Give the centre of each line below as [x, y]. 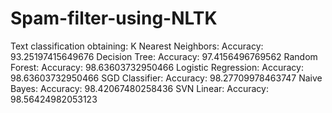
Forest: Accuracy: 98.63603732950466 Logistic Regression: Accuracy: [157, 67]
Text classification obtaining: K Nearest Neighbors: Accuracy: [137, 46]
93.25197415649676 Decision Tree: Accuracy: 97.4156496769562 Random [164, 56]
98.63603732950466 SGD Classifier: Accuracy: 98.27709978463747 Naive [166, 78]
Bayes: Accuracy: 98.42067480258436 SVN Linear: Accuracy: [139, 88]
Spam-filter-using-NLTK [114, 18]
